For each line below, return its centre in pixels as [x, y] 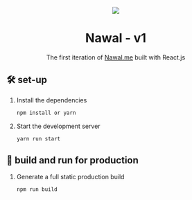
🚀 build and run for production [73, 160]
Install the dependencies [52, 100]
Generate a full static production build [70, 177]
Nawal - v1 [116, 38]
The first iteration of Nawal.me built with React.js [116, 57]
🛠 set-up [27, 80]
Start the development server [59, 126]
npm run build [37, 190]
